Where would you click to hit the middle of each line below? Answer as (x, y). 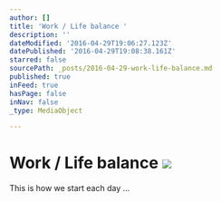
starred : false (38, 60)
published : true (40, 77)
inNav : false (34, 102)
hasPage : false (38, 93)
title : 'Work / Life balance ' (68, 26)
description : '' (40, 34)
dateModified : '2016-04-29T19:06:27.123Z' (91, 43)
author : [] (30, 18)
